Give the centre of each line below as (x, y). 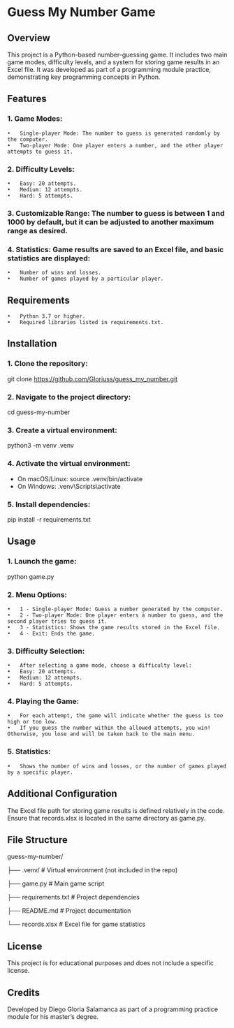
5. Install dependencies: (49, 504)
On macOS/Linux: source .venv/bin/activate (80, 478)
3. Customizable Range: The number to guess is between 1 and (116, 213)
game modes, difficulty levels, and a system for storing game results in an (114, 62)
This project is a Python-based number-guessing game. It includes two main (117, 54)
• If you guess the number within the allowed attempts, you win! (109, 728)
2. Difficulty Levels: (41, 169)
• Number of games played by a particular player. (86, 279)
